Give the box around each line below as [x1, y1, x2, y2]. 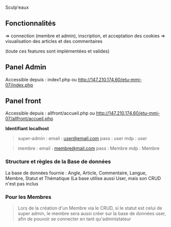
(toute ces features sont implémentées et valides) [5, 48, 110, 54]
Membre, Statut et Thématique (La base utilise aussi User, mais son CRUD [5, 175, 161, 181]
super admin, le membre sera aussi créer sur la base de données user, [17, 211, 166, 217]
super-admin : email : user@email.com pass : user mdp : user [17, 135, 147, 142]
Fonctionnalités [5, 19, 56, 28]
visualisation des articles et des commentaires [5, 38, 103, 44]
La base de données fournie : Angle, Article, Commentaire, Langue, [5, 170, 147, 176]
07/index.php [5, 82, 33, 88]
